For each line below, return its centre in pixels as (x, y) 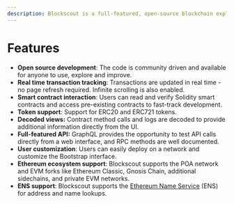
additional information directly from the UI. (78, 127)
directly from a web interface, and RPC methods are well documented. (118, 141)
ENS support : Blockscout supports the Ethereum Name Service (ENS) (118, 186)
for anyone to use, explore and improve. (75, 74)
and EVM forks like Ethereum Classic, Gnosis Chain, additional (107, 171)
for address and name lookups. (62, 193)
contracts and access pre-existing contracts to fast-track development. (120, 104)
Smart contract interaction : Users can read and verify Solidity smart (116, 97)
